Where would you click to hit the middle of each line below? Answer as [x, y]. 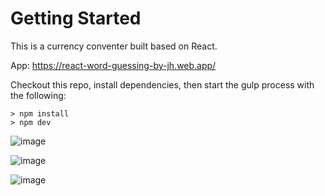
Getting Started [76, 18]
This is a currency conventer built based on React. [114, 46]
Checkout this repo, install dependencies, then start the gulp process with [162, 84]
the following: [38, 95]
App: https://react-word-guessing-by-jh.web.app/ [113, 65]
